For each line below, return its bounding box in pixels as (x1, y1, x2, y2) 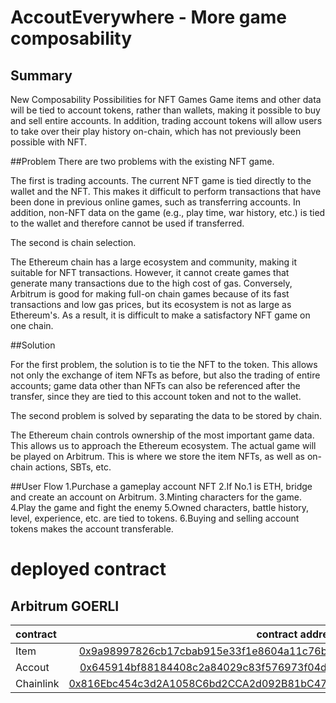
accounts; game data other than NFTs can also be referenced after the (10, 380, 301, 391)
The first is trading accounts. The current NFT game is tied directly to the (10, 175, 312, 186)
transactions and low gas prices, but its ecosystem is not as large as (10, 299, 292, 310)
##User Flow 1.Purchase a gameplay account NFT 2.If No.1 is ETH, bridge (10, 481, 313, 492)
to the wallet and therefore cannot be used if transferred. (10, 217, 245, 229)
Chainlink (15, 677, 60, 690)
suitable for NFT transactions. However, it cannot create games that (10, 267, 290, 278)
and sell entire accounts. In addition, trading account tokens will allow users (10, 115, 323, 126)
